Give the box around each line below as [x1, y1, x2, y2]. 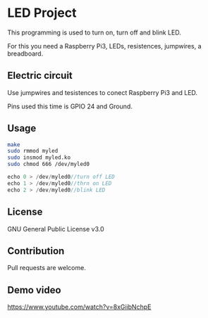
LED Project [7, 5, 77, 21]
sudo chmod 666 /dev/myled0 [7, 160, 90, 168]
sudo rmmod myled [7, 148, 59, 155]
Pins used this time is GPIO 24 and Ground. [7, 102, 133, 110]
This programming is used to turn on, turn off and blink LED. [7, 28, 181, 37]
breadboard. [7, 49, 44, 58]
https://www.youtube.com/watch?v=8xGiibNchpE [7, 303, 152, 311]
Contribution [7, 245, 65, 257]
